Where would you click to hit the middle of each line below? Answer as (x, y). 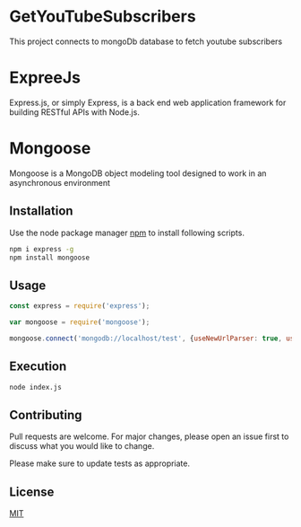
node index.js (36, 387)
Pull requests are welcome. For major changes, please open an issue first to (149, 436)
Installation (41, 211)
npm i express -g (42, 249)
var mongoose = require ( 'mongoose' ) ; (80, 322)
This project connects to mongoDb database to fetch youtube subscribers (146, 41)
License (32, 492)
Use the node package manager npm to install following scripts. (127, 233)
